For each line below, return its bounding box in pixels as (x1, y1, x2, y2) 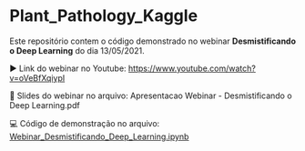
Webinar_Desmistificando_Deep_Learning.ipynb (9, 131, 189, 142)
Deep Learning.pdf (9, 99, 80, 110)
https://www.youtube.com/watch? (127, 63, 257, 74)
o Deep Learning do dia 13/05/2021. (9, 45, 146, 55)
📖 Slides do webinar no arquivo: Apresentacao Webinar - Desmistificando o (9, 90, 293, 101)
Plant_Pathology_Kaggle (9, 5, 198, 26)
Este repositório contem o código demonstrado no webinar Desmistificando (9, 35, 297, 46)
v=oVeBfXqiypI (9, 72, 66, 83)
